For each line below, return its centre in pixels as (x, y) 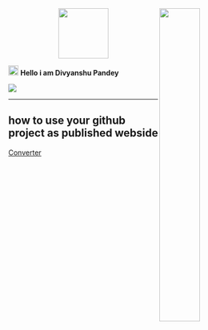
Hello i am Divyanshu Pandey (69, 73)
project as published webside (83, 133)
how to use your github (67, 121)
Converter (25, 153)
